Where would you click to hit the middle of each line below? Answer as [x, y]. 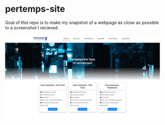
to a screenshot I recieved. [32, 27]
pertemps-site [35, 9]
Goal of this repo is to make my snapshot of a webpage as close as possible [82, 22]
